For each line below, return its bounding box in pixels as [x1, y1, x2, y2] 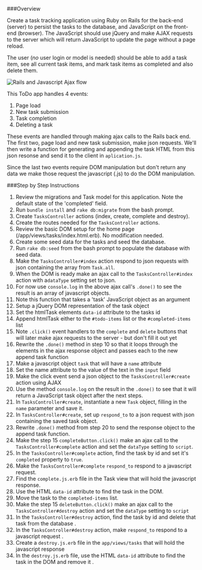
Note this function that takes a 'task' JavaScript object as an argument [15, 296, 190, 303]
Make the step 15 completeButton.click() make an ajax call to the [15, 437, 179, 443]
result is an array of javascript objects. [15, 289, 111, 296]
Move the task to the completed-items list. [15, 494, 119, 501]
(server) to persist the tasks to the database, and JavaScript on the [7, 23, 173, 30]
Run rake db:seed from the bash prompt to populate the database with [15, 245, 190, 252]
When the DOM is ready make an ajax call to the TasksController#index [15, 271, 193, 277]
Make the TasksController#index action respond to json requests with [15, 257, 189, 265]
